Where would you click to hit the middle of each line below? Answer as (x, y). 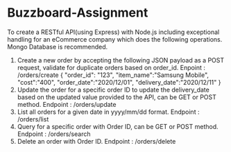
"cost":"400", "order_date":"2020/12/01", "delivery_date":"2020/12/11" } (119, 82)
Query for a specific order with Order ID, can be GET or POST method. (118, 126)
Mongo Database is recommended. (58, 47)
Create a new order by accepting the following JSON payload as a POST (121, 60)
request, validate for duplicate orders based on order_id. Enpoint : (111, 67)
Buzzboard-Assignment (78, 13)
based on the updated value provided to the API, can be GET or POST (117, 97)
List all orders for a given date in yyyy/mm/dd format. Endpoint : (108, 112)
